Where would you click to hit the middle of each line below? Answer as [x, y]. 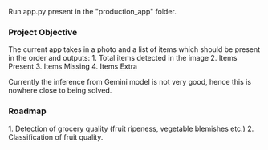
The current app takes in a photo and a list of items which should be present [134, 49]
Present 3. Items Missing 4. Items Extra [73, 66]
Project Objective [43, 32]
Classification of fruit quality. [56, 137]
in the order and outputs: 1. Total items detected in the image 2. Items [123, 58]
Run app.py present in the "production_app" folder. [92, 12]
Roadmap [27, 111]
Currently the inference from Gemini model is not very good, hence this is [130, 82]
